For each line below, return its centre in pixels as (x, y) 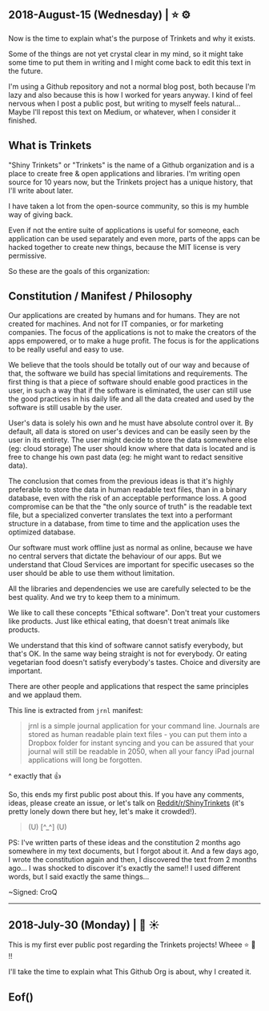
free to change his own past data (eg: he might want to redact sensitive (126, 457)
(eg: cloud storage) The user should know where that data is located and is (132, 449)
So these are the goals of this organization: (79, 271)
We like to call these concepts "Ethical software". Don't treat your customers (134, 613)
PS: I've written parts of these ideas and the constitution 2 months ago (124, 843)
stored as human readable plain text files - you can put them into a (137, 735)
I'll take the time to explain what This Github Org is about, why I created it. (130, 972)
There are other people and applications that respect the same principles (129, 687)
